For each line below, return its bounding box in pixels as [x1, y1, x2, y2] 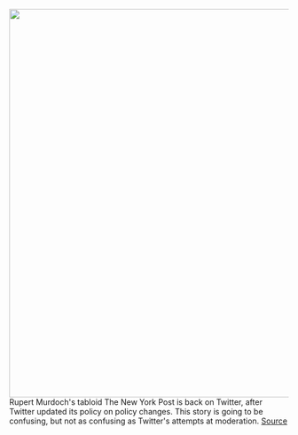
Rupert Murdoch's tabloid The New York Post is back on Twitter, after [9, 397, 263, 407]
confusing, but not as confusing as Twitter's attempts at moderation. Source [9, 415, 288, 426]
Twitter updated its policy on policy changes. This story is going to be [9, 407, 263, 416]
